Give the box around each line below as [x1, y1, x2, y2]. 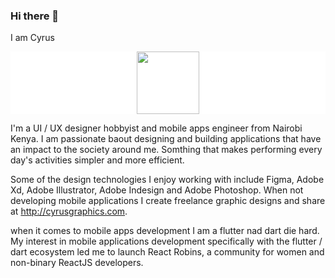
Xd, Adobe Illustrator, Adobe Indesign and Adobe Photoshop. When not [10, 184, 304, 196]
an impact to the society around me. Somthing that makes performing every [10, 144, 323, 156]
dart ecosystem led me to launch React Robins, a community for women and [10, 246, 325, 258]
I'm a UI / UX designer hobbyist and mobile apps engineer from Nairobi [10, 122, 303, 134]
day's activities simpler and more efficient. [10, 154, 185, 166]
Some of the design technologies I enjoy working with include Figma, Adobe [10, 174, 325, 186]
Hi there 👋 [10, 9, 60, 23]
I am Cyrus [10, 32, 55, 44]
